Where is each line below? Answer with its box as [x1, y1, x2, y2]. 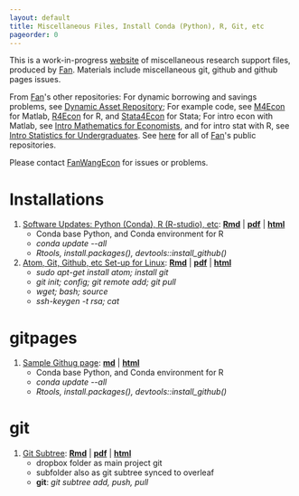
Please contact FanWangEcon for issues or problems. [9, 157, 209, 168]
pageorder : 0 [9, 30, 59, 39]
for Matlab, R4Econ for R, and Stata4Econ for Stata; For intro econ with [9, 110, 274, 122]
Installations [9, 189, 105, 209]
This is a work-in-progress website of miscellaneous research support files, [9, 55, 291, 66]
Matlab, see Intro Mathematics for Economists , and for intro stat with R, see [9, 120, 290, 131]
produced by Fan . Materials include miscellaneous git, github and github [9, 64, 278, 75]
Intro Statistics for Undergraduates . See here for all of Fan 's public [9, 130, 257, 141]
